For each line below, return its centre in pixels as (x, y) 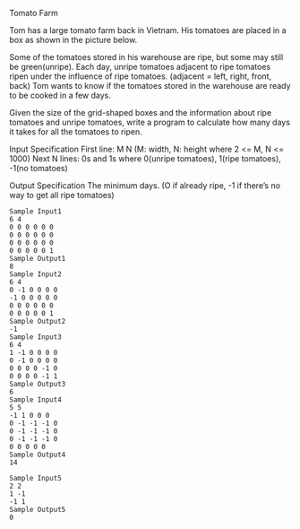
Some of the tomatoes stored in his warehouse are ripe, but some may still (146, 57)
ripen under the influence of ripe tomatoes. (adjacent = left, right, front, (141, 76)
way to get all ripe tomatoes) (62, 195)
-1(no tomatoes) (39, 168)
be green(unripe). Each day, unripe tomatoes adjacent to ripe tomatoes (140, 67)
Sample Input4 (36, 400)
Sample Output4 (38, 455)
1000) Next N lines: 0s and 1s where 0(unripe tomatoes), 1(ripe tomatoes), (146, 159)
